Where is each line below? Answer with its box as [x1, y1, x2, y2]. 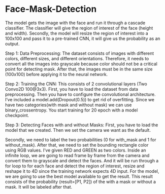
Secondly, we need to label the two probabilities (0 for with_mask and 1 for [5, 137, 157, 143]
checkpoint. [5, 112, 30, 118]
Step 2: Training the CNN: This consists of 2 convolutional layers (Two [5, 80, 147, 87]
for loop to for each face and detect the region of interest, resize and [5, 163, 144, 169]
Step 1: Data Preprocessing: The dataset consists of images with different [5, 50, 154, 56]
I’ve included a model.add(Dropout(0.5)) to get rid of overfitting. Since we [5, 96, 155, 102]
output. [5, 40, 20, 46]
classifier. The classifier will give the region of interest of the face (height [5, 25, 153, 31]
